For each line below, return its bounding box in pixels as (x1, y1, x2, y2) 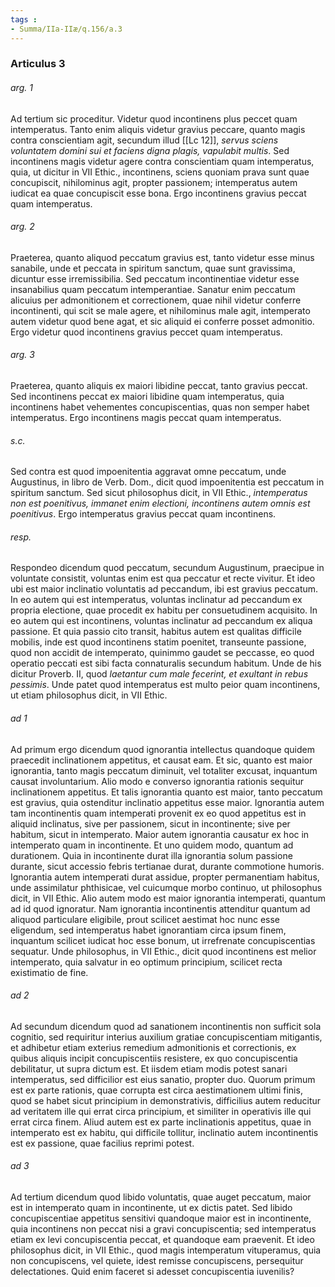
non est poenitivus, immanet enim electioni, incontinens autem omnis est (10, 497, 311, 510)
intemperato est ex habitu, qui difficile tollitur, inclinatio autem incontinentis (10, 1126, 319, 1138)
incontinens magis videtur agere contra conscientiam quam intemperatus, (10, 155, 315, 167)
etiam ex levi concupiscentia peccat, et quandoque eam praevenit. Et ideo (10, 1234, 315, 1246)
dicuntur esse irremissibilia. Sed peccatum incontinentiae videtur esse (10, 272, 300, 285)
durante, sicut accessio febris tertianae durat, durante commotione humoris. (10, 860, 325, 872)
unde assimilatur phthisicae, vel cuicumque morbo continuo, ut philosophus (10, 881, 323, 893)
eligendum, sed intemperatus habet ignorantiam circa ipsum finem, (10, 924, 287, 936)
